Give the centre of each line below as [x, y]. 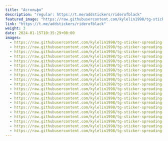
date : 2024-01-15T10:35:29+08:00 [40, 33]
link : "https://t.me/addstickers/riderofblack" [56, 24]
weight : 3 [15, 28]
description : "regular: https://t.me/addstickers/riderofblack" [73, 14]
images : [13, 38]
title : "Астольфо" [24, 10]
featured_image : [22, 19]
